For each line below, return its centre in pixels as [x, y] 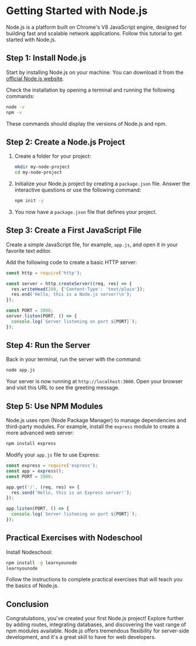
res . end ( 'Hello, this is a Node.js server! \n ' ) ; [72, 294]
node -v [16, 107]
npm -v [14, 112]
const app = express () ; [35, 471]
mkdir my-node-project [42, 167]
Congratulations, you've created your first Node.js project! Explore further [95, 618]
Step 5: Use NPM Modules [55, 406]
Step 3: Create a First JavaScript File [74, 230]
